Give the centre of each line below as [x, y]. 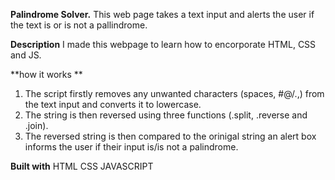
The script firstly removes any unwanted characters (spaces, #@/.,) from [174, 93]
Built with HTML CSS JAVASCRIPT [82, 166]
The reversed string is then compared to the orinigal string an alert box [170, 136]
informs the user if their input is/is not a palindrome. [131, 147]
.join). [36, 125]
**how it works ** [46, 74]
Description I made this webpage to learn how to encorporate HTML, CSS [163, 44]
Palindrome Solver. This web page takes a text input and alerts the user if [162, 14]
